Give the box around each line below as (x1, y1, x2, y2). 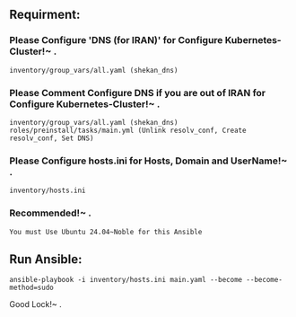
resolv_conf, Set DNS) (9, 134, 94, 143)
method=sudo (9, 283, 54, 293)
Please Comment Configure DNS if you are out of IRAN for (9, 86, 266, 99)
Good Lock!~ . (9, 299, 62, 310)
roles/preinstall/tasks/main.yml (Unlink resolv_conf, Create (9, 126, 247, 135)
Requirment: (9, 7, 81, 22)
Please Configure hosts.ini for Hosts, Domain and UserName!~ (9, 154, 288, 167)
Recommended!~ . (9, 207, 92, 219)
